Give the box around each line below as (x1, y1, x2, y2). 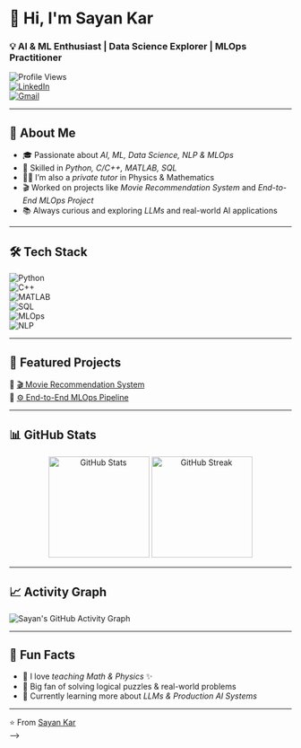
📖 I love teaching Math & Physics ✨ (21, 671, 153, 682)
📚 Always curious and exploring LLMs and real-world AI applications (21, 206, 278, 216)
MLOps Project (39, 195, 94, 206)
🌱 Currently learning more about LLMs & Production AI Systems (21, 691, 258, 701)
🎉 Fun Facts (9, 647, 76, 663)
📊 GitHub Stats (9, 427, 97, 443)
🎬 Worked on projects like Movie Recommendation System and (21, 182, 257, 193)
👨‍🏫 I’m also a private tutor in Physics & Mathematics (21, 172, 215, 183)
